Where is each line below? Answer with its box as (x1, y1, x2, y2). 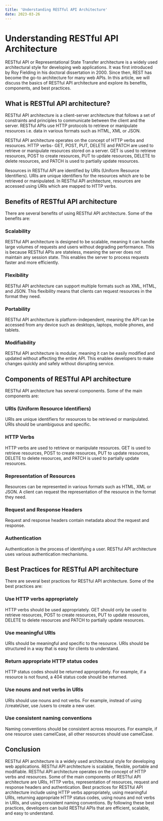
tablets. (5, 327, 20, 333)
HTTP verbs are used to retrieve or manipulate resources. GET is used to (5, 445, 151, 451)
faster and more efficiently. (5, 259, 59, 265)
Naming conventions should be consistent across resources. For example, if (5, 726, 157, 732)
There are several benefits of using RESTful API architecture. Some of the (5, 211, 152, 216)
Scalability (5, 228, 31, 235)
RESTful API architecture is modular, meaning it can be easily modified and (5, 350, 155, 356)
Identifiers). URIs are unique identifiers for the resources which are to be (5, 173, 150, 179)
